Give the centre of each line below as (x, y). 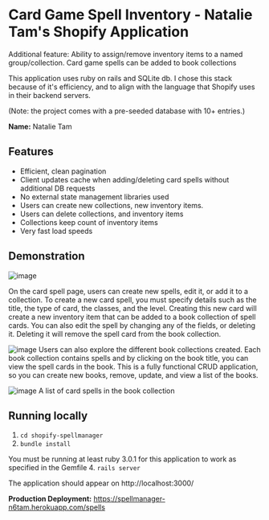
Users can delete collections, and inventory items (102, 214)
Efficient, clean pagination (63, 171)
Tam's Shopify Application (99, 32)
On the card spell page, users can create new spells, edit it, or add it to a (128, 291)
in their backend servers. (49, 95)
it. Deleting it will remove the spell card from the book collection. (115, 334)
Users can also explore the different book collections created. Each (150, 349)
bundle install (45, 444)
